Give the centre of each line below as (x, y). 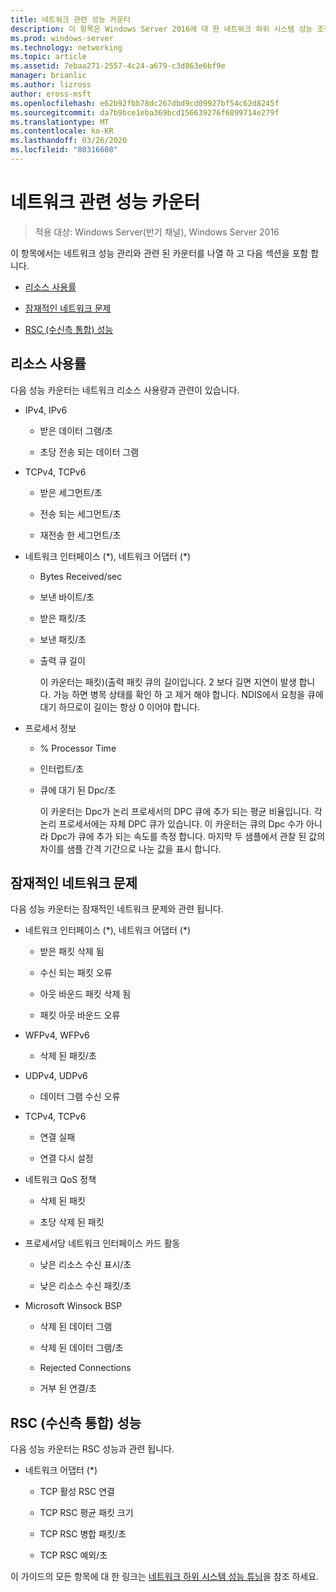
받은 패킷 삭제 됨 (72, 952)
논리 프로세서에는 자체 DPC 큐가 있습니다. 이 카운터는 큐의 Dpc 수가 (171, 823)
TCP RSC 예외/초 (73, 1555)
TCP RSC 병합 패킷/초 (83, 1534)
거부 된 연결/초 (68, 1388)
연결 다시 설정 (66, 1158)
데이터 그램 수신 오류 (80, 1097)
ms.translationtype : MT (60, 122)
